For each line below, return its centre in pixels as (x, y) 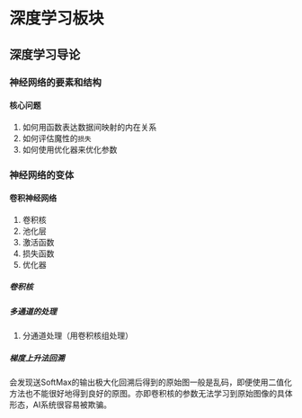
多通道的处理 (33, 311)
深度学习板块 (57, 18)
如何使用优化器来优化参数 (70, 149)
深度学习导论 (45, 54)
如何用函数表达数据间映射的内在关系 (89, 127)
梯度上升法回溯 (37, 358)
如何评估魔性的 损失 (57, 138)
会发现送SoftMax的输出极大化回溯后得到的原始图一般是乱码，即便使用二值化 (151, 382)
